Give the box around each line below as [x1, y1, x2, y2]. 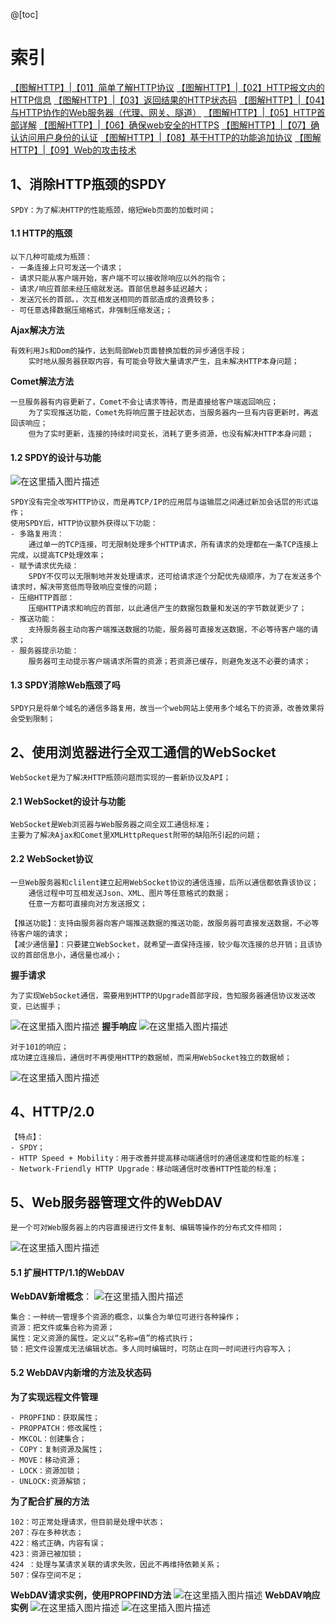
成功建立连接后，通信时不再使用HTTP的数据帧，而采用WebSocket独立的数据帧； [10, 1052, 292, 1063]
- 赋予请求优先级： [10, 561, 80, 571]
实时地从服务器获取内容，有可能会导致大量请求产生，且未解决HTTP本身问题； [28, 356, 300, 366]
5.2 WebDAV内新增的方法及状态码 [10, 1367, 152, 1378]
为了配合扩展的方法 [10, 1495, 90, 1507]
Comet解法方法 [10, 375, 75, 387]
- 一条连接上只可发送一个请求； [10, 262, 124, 273]
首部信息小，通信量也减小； [24, 950, 123, 960]
